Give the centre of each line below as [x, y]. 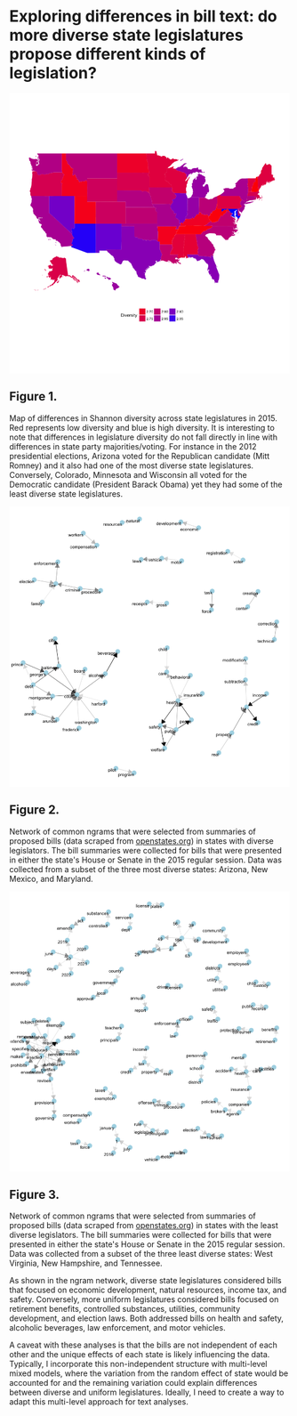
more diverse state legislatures [126, 35]
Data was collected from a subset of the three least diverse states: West [141, 1254]
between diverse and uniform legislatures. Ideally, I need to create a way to [147, 1392]
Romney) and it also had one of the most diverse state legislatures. [132, 465]
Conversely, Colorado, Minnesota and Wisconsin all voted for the [128, 474]
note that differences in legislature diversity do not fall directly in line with [144, 437]
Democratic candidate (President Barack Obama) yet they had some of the [146, 484]
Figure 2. [35, 810]
